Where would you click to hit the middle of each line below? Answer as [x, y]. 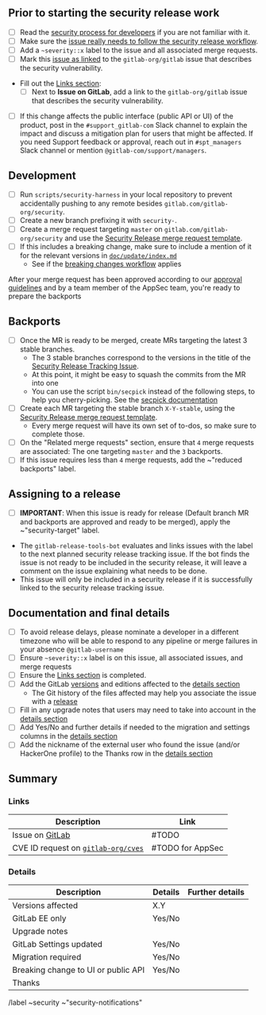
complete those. [58, 434]
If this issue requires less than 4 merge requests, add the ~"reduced [131, 460]
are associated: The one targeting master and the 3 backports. [121, 452]
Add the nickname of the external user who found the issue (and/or [130, 744]
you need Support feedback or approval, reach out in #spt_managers [131, 142]
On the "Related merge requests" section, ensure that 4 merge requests [137, 443]
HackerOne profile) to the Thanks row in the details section [116, 754]
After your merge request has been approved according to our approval [125, 279]
